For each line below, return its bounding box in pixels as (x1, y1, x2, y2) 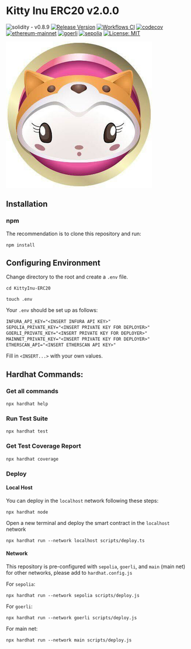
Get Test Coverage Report (6, 442, 81, 450)
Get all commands (6, 387, 58, 395)
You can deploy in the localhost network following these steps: (6, 497, 159, 504)
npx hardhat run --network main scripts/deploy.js (6, 637, 132, 643)
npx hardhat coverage (6, 456, 59, 462)
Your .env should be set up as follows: (6, 307, 98, 314)
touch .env (6, 297, 33, 303)
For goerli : (6, 603, 33, 610)
